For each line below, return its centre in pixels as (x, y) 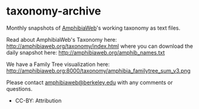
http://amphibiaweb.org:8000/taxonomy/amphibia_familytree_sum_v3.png (99, 70)
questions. (19, 88)
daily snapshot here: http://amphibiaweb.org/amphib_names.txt (86, 52)
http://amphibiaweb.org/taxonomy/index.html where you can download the (99, 46)
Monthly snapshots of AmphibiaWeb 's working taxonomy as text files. (93, 28)
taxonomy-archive (54, 11)
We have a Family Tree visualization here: (58, 64)
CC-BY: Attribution (38, 101)
